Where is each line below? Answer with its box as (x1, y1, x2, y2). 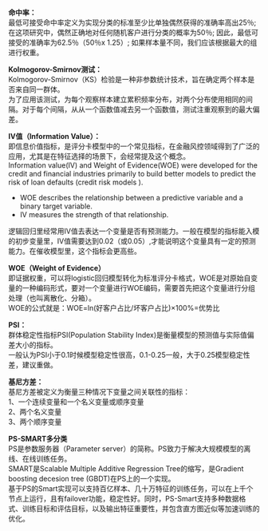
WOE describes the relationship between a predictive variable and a (19, 193, 243, 202)
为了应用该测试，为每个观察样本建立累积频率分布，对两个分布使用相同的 (8, 95, 246, 104)
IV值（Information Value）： (8, 132, 101, 141)
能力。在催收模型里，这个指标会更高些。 (8, 247, 141, 256)
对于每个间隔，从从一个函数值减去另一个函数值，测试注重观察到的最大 (22, 105, 253, 114)
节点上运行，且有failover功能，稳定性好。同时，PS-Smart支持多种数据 (8, 494, 239, 503)
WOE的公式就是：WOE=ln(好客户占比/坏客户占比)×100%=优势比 (8, 303, 220, 312)
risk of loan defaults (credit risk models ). (8, 177, 144, 187)
